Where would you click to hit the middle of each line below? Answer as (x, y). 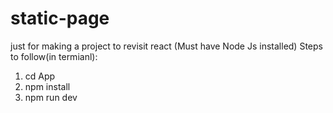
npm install (47, 86)
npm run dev (51, 97)
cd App (40, 76)
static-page (60, 18)
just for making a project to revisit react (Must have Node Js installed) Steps (166, 46)
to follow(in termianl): (54, 56)
